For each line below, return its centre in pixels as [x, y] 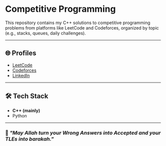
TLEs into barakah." [30, 139]
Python [20, 116]
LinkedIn [21, 75]
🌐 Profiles [21, 53]
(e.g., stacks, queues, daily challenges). [46, 33]
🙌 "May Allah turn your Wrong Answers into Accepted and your [83, 133]
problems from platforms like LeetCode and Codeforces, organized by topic [82, 28]
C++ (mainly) [26, 110]
